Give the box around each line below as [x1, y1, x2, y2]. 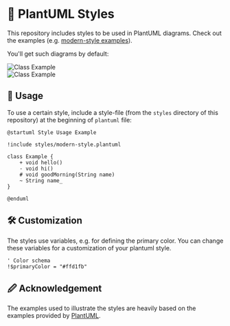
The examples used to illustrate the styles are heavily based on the [7, 304, 196, 312]
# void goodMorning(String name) [19, 171, 115, 178]
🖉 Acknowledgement [7, 282, 102, 294]
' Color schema [7, 257, 51, 264]
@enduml [7, 195, 30, 202]
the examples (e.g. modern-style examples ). [7, 36, 133, 44]
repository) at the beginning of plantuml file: [7, 116, 132, 124]
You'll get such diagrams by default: [7, 50, 109, 58]
